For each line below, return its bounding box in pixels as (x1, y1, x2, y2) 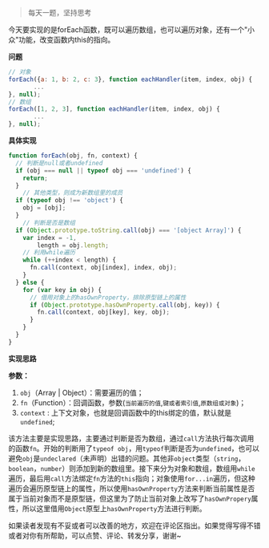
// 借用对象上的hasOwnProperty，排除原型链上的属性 (29, 293, 187, 302)
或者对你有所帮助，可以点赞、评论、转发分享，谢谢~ (8, 530, 182, 540)
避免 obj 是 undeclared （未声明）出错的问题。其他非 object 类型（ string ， (8, 453, 246, 463)
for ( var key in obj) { (22, 286, 102, 294)
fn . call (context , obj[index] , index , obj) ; (29, 264, 178, 272)
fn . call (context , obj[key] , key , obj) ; (37, 308, 171, 316)
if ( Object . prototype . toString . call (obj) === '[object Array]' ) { (15, 226, 242, 234)
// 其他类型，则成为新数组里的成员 (22, 189, 123, 197)
